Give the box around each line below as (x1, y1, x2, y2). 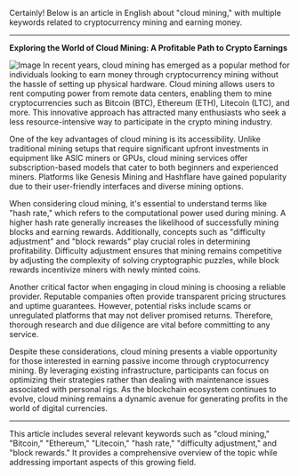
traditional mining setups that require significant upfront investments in (9, 143, 269, 154)
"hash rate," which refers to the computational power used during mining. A (9, 208, 287, 218)
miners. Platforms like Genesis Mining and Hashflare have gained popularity (9, 172, 287, 182)
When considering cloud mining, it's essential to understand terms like (9, 198, 267, 208)
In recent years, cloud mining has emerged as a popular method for (43, 60, 291, 70)
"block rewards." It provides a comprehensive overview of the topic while (9, 448, 278, 457)
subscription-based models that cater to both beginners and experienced (9, 162, 279, 173)
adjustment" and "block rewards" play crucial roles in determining (9, 236, 251, 246)
